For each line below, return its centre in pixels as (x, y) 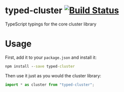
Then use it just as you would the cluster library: (53, 75)
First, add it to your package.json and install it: (51, 57)
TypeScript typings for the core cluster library (51, 24)
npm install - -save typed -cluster (40, 66)
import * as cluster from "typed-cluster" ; (50, 85)
